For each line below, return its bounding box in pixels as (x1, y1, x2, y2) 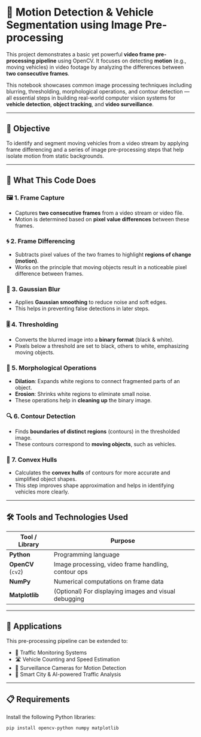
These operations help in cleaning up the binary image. (14, 396, 153, 404)
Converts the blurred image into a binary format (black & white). (14, 336, 174, 344)
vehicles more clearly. (14, 488, 69, 495)
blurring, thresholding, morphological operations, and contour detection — (6, 88, 190, 95)
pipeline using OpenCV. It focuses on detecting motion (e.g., (35, 57, 187, 64)
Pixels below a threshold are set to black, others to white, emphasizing (14, 342, 189, 350)
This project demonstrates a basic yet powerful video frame (6, 50, 155, 58)
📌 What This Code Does (6, 175, 96, 185)
